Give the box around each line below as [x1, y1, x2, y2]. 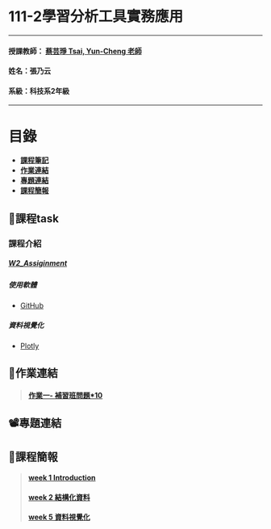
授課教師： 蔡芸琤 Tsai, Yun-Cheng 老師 [8, 46, 143, 56]
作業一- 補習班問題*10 [27, 390, 103, 400]
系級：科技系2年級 [8, 86, 70, 95]
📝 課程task [8, 212, 59, 225]
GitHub [19, 300, 44, 310]
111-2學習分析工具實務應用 [8, 7, 184, 26]
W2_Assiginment [8, 258, 68, 268]
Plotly [19, 341, 40, 351]
